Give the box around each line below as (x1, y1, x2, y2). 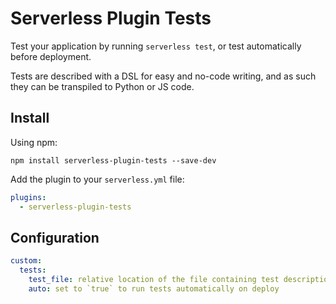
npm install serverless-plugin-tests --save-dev (10, 155, 217, 166)
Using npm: (10, 136, 58, 148)
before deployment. (10, 50, 92, 62)
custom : (10, 256, 43, 266)
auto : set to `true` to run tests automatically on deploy (28, 283, 280, 294)
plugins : (10, 192, 47, 202)
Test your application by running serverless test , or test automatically (10, 40, 302, 52)
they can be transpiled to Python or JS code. (10, 80, 195, 92)
